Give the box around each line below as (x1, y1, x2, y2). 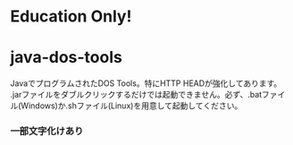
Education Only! (10, 6, 132, 27)
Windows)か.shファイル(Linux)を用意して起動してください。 (21, 100, 243, 111)
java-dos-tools (10, 47, 123, 68)
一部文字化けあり (10, 125, 84, 138)
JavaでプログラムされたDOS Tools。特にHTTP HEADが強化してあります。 (10, 78, 282, 89)
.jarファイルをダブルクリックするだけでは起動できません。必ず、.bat (10, 90, 263, 100)
